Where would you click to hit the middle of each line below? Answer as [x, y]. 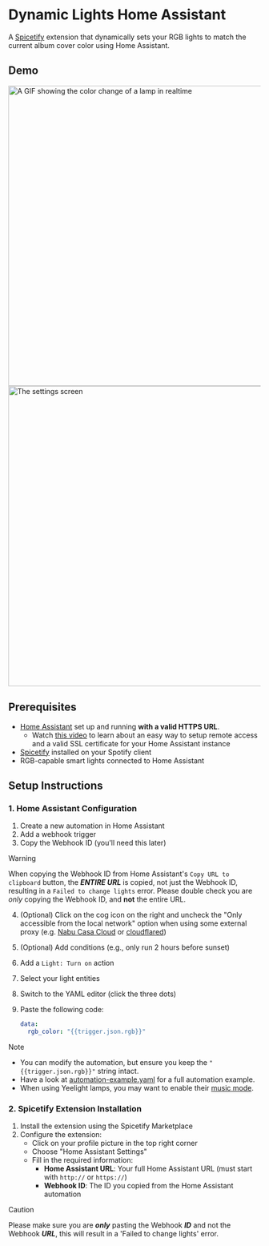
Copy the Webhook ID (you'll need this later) [93, 843]
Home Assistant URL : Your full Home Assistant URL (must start [148, 1169]
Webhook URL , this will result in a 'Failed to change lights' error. [113, 1234]
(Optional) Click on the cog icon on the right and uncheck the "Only [131, 915]
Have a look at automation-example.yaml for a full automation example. [137, 1079]
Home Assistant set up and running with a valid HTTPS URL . [120, 726]
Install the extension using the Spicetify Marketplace [106, 1126]
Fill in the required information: [82, 1160]
